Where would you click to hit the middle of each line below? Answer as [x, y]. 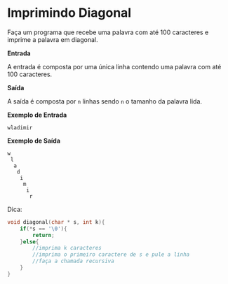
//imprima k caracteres [67, 248]
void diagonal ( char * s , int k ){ [56, 222]
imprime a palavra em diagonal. [53, 39]
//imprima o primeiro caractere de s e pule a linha [111, 255]
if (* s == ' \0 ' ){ [44, 229]
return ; [43, 235]
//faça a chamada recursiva [73, 261]
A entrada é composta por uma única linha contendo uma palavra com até [114, 66]
